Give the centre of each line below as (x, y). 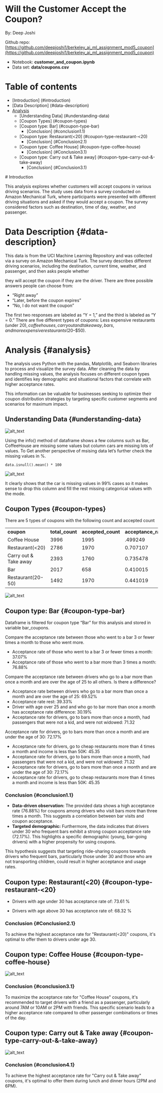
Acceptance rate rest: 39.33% (42, 702)
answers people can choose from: (39, 286)
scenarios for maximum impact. (37, 404)
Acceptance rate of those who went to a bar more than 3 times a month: (84, 662)
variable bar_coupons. (27, 628)
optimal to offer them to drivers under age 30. (51, 939)
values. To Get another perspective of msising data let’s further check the (79, 450)
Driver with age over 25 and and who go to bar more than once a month (84, 707)
